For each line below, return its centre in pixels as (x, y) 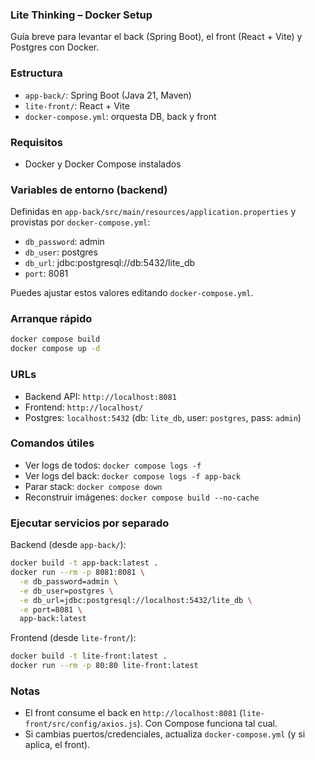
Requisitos (36, 142)
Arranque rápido (51, 319)
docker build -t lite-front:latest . (89, 656)
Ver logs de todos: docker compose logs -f (113, 465)
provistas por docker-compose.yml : (80, 222)
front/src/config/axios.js (81, 724)
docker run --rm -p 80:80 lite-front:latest (104, 666)
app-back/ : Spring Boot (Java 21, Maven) (108, 95)
